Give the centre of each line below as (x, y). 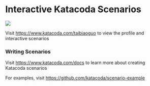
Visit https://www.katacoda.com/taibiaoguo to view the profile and (75, 33)
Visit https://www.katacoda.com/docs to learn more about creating (75, 63)
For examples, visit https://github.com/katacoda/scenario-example (75, 78)
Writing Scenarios (28, 51)
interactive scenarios (27, 38)
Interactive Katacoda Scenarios (73, 9)
